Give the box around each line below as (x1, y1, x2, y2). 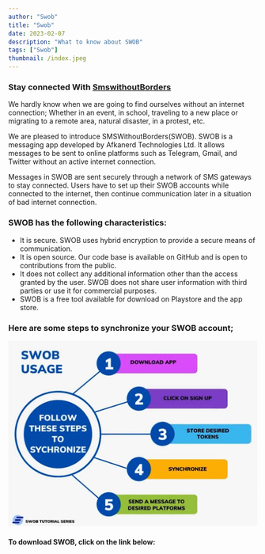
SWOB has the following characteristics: (8, 218, 168, 229)
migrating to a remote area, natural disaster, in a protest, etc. (8, 116, 206, 126)
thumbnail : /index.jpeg (8, 55, 87, 63)
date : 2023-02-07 (8, 29, 66, 37)
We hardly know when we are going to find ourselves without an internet (8, 100, 245, 109)
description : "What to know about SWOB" (8, 38, 144, 46)
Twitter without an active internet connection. (8, 157, 157, 166)
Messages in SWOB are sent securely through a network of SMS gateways (8, 173, 252, 182)
